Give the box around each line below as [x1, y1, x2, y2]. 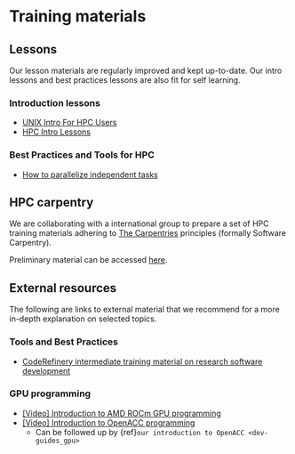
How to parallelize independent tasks [21, 169, 158, 180]
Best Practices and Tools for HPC [9, 149, 155, 161]
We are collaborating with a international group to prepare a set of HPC [9, 218, 269, 229]
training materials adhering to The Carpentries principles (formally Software [9, 228, 287, 239]
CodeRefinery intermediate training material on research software [21, 356, 263, 367]
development [21, 365, 71, 376]
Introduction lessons [9, 96, 100, 109]
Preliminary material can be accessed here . [9, 255, 168, 265]
